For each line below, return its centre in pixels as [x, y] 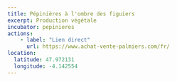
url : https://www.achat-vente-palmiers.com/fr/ [98, 46]
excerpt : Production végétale [52, 20]
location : [22, 54]
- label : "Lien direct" [55, 40]
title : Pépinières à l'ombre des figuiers [71, 14]
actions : [20, 33]
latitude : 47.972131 [44, 60]
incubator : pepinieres [41, 27]
